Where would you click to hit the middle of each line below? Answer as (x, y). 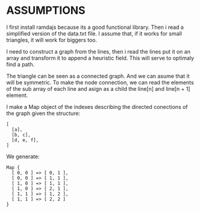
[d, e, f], (25, 140)
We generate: (23, 156)
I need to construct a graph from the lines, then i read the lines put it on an (98, 51)
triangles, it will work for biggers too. (52, 40)
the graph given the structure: (43, 113)
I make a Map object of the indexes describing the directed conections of (97, 106)
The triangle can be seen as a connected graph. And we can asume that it (98, 76)
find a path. (20, 64)
